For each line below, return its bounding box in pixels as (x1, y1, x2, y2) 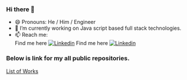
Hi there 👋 (6, 5, 35, 13)
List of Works (6, 67, 38, 75)
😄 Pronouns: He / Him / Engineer (14, 19, 96, 26)
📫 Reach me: (14, 32, 48, 39)
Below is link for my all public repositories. (6, 54, 130, 62)
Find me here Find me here (14, 40, 108, 47)
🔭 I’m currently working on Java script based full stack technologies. (14, 25, 182, 32)
